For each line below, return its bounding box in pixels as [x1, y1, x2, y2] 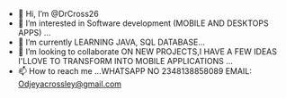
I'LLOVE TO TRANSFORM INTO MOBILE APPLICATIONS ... [17, 56, 234, 66]
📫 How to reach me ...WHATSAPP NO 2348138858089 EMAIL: [17, 66, 252, 76]
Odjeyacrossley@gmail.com [17, 78, 122, 89]
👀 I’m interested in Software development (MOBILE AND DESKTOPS [17, 18, 269, 29]
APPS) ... [17, 28, 51, 37]
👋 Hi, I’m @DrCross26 [17, 9, 99, 19]
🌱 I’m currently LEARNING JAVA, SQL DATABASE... [17, 37, 205, 47]
